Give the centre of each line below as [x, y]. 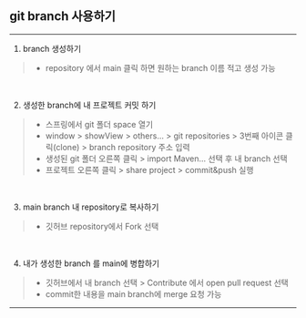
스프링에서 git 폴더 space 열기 [99, 124]
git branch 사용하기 [63, 16]
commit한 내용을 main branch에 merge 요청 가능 [133, 293]
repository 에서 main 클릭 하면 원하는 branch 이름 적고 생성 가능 [160, 67]
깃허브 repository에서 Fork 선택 [102, 226]
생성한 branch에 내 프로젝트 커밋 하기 [89, 105]
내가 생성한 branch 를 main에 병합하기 [91, 263]
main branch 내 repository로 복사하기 [91, 207]
